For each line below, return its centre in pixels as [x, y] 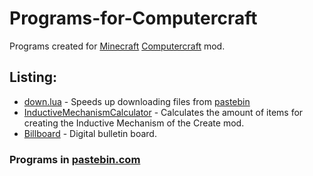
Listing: [33, 77]
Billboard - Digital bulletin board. [90, 133]
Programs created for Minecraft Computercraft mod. [117, 46]
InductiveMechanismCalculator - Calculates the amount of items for [163, 112]
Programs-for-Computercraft [133, 18]
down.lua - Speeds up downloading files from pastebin [137, 101]
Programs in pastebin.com [75, 159]
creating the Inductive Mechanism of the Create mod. [134, 123]
